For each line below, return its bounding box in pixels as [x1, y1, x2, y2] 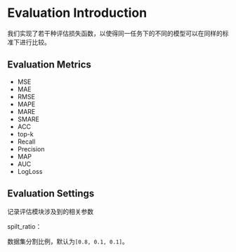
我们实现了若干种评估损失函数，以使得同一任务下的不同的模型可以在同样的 [7, 29, 223, 37]
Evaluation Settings [7, 188, 95, 200]
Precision [17, 144, 45, 153]
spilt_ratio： [7, 222, 42, 230]
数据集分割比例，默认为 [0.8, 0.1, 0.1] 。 [7, 237, 129, 246]
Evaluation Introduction [7, 5, 147, 21]
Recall [17, 137, 36, 146]
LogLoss [17, 167, 43, 175]
